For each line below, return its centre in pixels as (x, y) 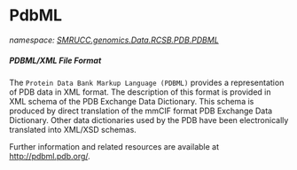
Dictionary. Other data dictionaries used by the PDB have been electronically (149, 120)
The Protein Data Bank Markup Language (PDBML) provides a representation (147, 82)
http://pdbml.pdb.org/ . (50, 156)
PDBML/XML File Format (55, 60)
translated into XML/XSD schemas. (73, 129)
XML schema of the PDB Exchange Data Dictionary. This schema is (132, 101)
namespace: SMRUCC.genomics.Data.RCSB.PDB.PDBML (114, 40)
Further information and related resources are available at (114, 146)
